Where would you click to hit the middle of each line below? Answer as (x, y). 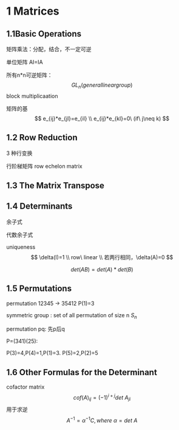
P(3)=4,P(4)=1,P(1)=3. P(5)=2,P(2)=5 (52, 353)
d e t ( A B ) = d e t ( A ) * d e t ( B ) (102, 269)
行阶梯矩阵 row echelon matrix (45, 166)
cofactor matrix (25, 387)
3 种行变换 (19, 153)
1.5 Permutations (39, 289)
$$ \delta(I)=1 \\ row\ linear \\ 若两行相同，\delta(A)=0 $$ (102, 257)
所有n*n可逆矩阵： (29, 75)
